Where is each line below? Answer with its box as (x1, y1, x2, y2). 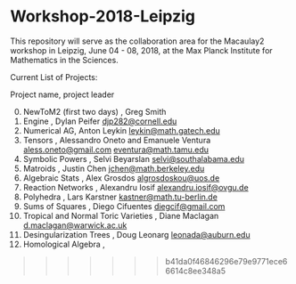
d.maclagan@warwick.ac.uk (22, 220, 127, 231)
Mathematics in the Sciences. (10, 54, 119, 65)
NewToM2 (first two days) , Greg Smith (22, 106, 167, 117)
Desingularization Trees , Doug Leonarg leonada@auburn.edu (22, 229, 251, 239)
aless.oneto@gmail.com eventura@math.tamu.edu (22, 144, 209, 155)
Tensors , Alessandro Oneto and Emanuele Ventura (22, 134, 211, 145)
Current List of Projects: (10, 71, 98, 82)
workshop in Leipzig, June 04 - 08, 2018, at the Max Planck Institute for (10, 45, 273, 55)
